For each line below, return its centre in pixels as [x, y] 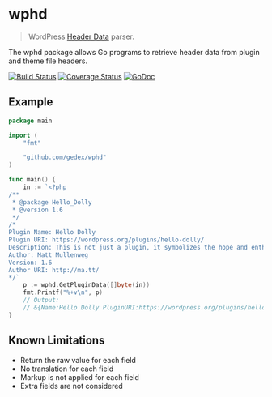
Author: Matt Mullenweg [49, 255]
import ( [23, 135]
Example [31, 102]
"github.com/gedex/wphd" [65, 158]
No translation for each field [67, 369]
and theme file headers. [48, 61]
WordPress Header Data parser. [81, 36]
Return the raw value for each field [78, 360]
